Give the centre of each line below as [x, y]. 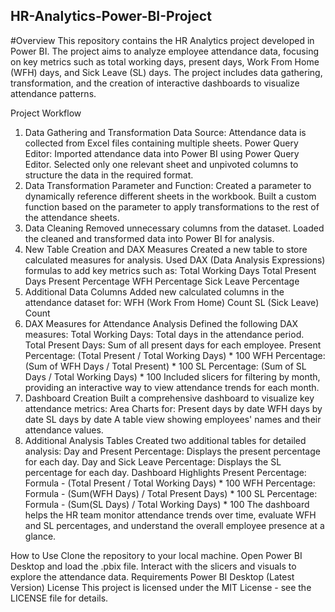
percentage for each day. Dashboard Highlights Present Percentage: [165, 472]
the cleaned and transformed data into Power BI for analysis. [149, 238]
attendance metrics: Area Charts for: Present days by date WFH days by [173, 408]
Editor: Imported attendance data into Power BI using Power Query [162, 153]
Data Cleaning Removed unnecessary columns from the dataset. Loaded [174, 228]
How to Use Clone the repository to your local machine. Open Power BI [156, 555]
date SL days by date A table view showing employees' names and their [173, 419]
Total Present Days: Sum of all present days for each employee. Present [173, 345]
